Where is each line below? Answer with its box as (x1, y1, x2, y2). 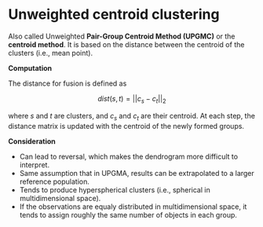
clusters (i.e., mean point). (8, 48, 93, 57)
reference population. (19, 177, 90, 186)
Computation (8, 63, 53, 72)
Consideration (8, 136, 57, 146)
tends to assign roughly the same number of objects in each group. (19, 210, 238, 219)
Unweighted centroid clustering (8, 5, 220, 24)
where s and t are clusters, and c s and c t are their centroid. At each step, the (8, 111, 255, 123)
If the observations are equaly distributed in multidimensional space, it (19, 202, 247, 211)
